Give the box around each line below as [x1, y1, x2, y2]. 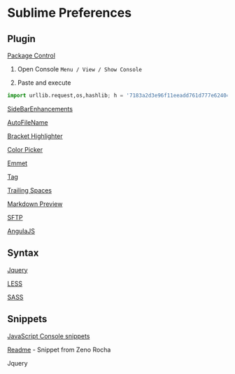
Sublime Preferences [7, 5, 131, 21]
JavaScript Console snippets [7, 331, 90, 340]
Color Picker [7, 145, 43, 153]
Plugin [7, 33, 36, 45]
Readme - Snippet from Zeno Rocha [7, 345, 111, 354]
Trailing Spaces [7, 186, 52, 194]
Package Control [7, 51, 56, 60]
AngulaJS [7, 226, 36, 235]
